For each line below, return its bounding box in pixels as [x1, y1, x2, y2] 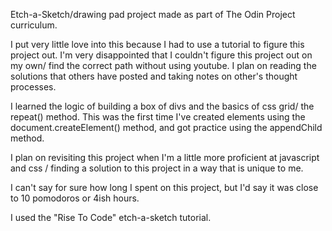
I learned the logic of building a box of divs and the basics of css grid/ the [10, 100, 315, 112]
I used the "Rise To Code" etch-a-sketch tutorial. [10, 212, 212, 223]
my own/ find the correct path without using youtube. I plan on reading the [10, 60, 317, 71]
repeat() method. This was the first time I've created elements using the [10, 111, 306, 123]
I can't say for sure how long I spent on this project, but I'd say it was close [10, 182, 319, 193]
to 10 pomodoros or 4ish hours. [10, 192, 140, 204]
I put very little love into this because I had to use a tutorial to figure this [10, 39, 305, 50]
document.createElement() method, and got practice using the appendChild [10, 122, 323, 133]
